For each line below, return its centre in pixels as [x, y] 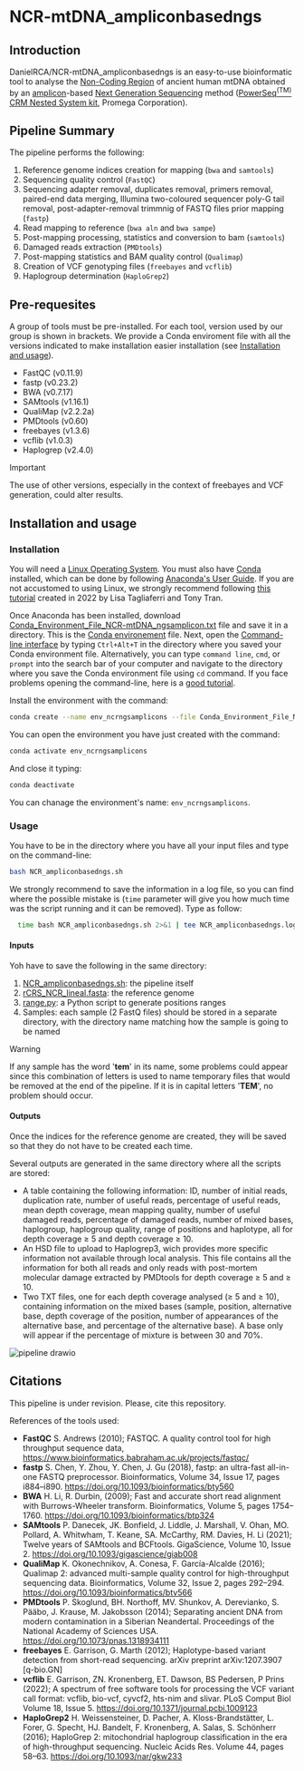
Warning [25, 1048]
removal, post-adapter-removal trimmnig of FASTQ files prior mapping [153, 209]
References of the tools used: [64, 1420]
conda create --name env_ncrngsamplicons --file [103, 717]
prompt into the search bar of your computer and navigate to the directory [146, 663]
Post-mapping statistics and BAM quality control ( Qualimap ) [133, 257]
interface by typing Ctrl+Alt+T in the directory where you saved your [153, 644]
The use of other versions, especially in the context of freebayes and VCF [147, 485]
